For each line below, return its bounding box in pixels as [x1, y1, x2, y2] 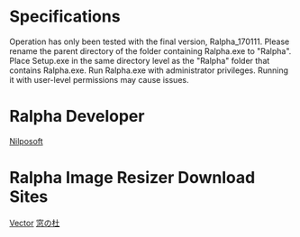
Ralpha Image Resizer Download [9, 168, 256, 188]
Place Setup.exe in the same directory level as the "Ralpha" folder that [9, 55, 270, 66]
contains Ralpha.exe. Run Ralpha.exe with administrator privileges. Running [9, 65, 289, 76]
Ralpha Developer [9, 106, 145, 127]
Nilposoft [9, 135, 43, 146]
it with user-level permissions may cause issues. [9, 74, 189, 85]
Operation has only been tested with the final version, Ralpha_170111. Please [9, 36, 290, 47]
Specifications [9, 6, 121, 27]
